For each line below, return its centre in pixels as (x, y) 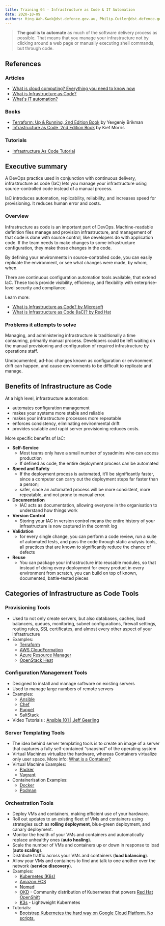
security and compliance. (41, 287)
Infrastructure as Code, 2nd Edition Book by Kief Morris (69, 128)
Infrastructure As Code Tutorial (43, 151)
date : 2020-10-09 (23, 14)
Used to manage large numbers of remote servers (63, 689)
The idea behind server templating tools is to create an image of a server (86, 744)
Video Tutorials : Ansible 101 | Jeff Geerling (55, 720)
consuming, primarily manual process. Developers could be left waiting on (80, 341)
